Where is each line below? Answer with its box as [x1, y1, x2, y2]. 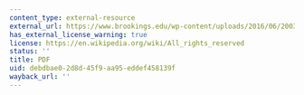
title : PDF [9, 55, 51, 64]
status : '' [9, 47, 51, 56]
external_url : [9, 22, 63, 31]
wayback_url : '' [9, 72, 71, 81]
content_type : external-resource [9, 13, 136, 23]
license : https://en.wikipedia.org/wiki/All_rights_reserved [9, 38, 245, 48]
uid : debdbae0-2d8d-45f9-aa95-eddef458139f [9, 64, 176, 73]
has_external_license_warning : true [9, 30, 147, 39]
